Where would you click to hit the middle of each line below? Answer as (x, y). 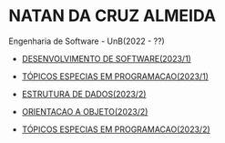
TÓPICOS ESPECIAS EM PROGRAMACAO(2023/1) (115, 76)
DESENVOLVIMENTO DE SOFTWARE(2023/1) (107, 58)
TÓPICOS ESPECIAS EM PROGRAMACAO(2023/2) (116, 129)
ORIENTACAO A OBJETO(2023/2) (85, 111)
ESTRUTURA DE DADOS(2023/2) (84, 94)
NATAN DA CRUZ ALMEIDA (112, 16)
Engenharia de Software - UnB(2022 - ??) (87, 41)
